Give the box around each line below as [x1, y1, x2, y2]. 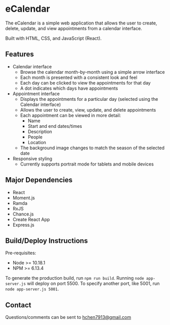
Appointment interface [12, 90, 60, 97]
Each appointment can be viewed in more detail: [20, 112, 121, 118]
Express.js [12, 222, 35, 228]
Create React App [12, 216, 50, 222]
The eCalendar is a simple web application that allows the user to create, [5, 20, 157, 26]
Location [27, 139, 47, 145]
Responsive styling [12, 155, 52, 161]
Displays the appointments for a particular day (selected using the [20, 96, 158, 102]
